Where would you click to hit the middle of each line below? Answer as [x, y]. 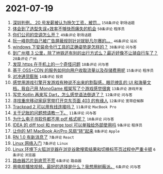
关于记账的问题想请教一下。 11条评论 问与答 [54, 113]
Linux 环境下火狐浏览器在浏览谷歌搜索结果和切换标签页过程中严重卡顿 [82, 149]
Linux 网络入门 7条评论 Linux [40, 143]
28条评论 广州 [24, 59]
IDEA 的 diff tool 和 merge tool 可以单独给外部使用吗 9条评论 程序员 [77, 125]
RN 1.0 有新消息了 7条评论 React [43, 137]
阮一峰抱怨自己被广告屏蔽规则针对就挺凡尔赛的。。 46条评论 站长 [75, 41]
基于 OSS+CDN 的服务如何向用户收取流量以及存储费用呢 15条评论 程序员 [83, 70]
